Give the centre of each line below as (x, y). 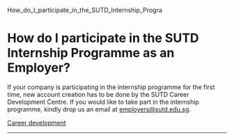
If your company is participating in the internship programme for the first (111, 87)
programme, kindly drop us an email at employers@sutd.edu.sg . (99, 109)
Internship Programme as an (91, 53)
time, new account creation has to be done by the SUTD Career (98, 94)
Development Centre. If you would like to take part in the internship (103, 102)
